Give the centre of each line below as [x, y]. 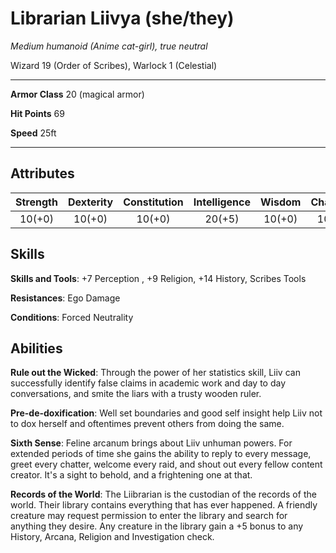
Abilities [36, 348]
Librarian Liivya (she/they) [122, 18]
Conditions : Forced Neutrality [72, 317]
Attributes [42, 173]
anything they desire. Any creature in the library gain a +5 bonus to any [157, 526]
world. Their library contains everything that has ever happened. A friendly [164, 505]
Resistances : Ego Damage [65, 298]
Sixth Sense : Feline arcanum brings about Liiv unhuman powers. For [151, 443]
